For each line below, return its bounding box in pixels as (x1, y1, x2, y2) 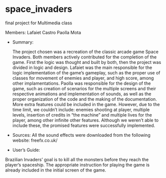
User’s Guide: (12, 147, 41, 153)
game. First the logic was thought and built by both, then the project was (12, 59, 162, 65)
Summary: (12, 39, 34, 45)
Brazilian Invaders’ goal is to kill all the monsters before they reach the (5, 156, 149, 162)
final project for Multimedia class (5, 20, 73, 26)
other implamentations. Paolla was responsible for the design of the (12, 80, 151, 86)
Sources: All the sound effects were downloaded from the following (12, 132, 151, 138)
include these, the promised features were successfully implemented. (12, 122, 156, 128)
